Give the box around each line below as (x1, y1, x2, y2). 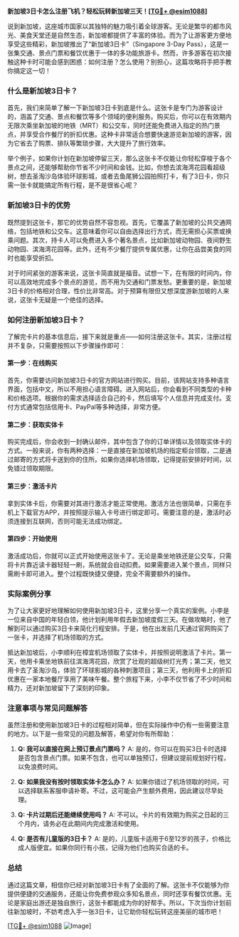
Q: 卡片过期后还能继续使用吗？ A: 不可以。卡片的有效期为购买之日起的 (17, 810, 223, 819)
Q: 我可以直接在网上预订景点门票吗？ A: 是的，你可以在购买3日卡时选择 (17, 745, 227, 753)
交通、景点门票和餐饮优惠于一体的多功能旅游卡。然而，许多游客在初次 (19, 49, 225, 57)
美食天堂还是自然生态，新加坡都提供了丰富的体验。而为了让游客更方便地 (19, 31, 232, 39)
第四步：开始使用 (7, 534, 58, 543)
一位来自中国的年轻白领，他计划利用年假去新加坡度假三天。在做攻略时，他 (7, 615, 225, 623)
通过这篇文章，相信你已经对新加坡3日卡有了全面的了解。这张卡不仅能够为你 (7, 880, 230, 889)
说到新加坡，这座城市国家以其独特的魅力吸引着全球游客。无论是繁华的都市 (7, 22, 225, 31)
